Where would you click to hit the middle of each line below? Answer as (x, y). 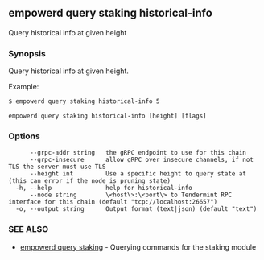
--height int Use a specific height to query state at (138, 174)
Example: (24, 87)
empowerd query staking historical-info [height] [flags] (107, 116)
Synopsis (27, 53)
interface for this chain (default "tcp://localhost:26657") (113, 202)
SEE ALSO (29, 229)
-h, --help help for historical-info (104, 188)
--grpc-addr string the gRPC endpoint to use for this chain (138, 153)
